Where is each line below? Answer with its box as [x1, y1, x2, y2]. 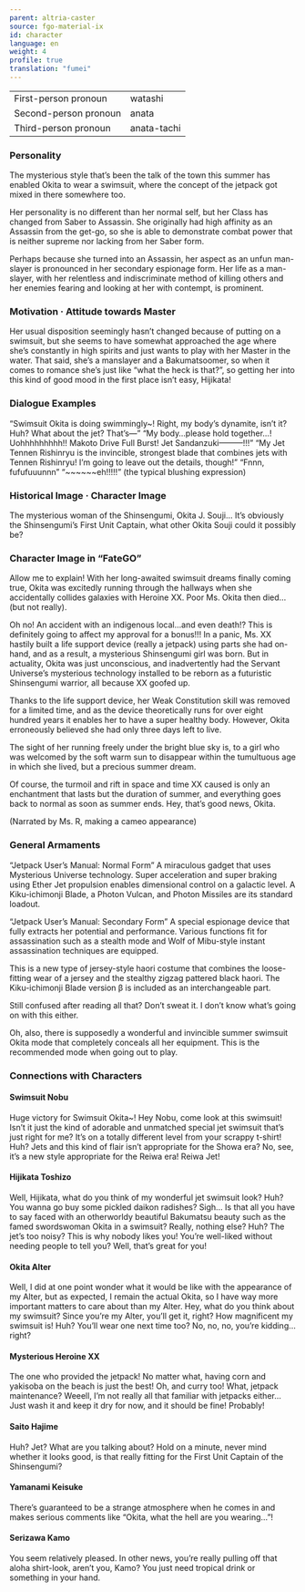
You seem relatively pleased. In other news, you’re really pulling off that [9, 1553, 278, 1564]
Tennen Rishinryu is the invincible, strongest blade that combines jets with [9, 447, 288, 458]
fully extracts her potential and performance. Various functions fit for [9, 925, 268, 936]
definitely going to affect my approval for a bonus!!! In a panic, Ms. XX [9, 629, 271, 640]
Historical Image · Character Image [9, 489, 167, 501]
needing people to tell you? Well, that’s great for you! [9, 1240, 208, 1251]
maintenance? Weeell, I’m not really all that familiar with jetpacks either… [9, 1390, 282, 1401]
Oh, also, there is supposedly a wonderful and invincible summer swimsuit [9, 1027, 289, 1038]
